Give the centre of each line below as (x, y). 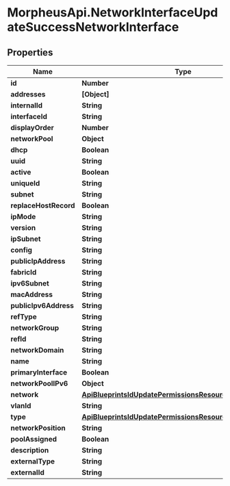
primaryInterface (39, 372)
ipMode (23, 217)
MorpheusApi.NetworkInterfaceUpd (113, 13)
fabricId (24, 272)
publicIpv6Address (42, 306)
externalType (33, 461)
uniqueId (25, 183)
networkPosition (38, 428)
